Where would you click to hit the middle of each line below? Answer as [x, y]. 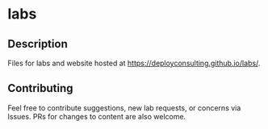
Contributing [40, 88]
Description [38, 44]
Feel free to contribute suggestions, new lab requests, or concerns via [124, 108]
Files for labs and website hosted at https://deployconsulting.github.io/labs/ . [134, 63]
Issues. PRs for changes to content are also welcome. [97, 116]
